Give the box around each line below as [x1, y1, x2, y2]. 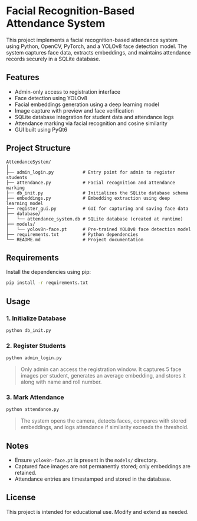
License [6, 493, 36, 503]
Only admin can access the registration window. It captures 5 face [20, 366, 182, 373]
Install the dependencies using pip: [6, 269, 91, 276]
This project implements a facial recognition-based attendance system [6, 36, 178, 43]
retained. [14, 469, 37, 476]
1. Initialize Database [6, 314, 67, 322]
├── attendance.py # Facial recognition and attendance [6, 180, 176, 186]
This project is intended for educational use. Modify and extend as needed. [6, 508, 189, 515]
